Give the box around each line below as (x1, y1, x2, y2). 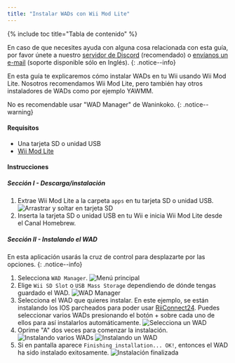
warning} (7, 107, 34, 116)
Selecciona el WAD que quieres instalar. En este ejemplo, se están (17, 296, 209, 305)
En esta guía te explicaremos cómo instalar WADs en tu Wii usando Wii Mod (7, 72, 227, 80)
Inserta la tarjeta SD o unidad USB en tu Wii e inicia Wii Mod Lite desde (17, 211, 223, 220)
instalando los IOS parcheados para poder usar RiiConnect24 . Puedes (17, 303, 220, 312)
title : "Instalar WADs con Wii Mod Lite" (7, 10, 130, 18)
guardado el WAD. (17, 289, 70, 297)
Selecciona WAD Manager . (17, 274, 88, 282)
